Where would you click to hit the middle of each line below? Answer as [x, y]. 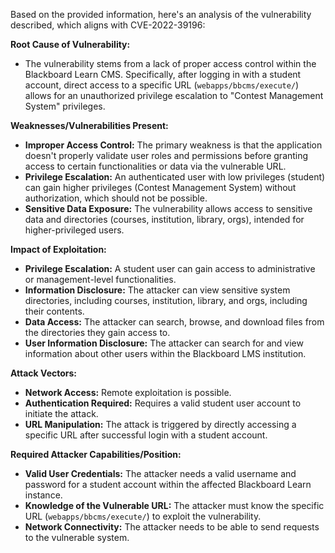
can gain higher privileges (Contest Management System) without [160, 187]
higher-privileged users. [74, 230]
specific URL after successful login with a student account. [146, 435]
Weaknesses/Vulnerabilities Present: [89, 125]
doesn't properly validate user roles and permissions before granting [166, 155]
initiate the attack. [61, 413]
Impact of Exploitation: [58, 249]
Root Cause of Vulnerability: [70, 44]
